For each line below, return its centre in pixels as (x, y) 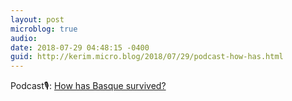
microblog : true (44, 29)
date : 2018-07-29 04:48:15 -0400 (80, 47)
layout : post (37, 19)
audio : (24, 38)
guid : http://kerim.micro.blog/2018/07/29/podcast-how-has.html (147, 57)
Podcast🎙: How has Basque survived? (88, 86)
